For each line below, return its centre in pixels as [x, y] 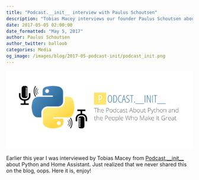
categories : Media [29, 50]
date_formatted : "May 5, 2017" [45, 31]
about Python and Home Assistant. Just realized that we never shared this [97, 164]
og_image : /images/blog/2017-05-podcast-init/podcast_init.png [86, 56]
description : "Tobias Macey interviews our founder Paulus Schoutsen [94, 19]
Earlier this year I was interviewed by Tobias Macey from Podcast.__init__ [95, 158]
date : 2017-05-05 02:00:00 [39, 25]
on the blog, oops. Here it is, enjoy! [49, 171]
